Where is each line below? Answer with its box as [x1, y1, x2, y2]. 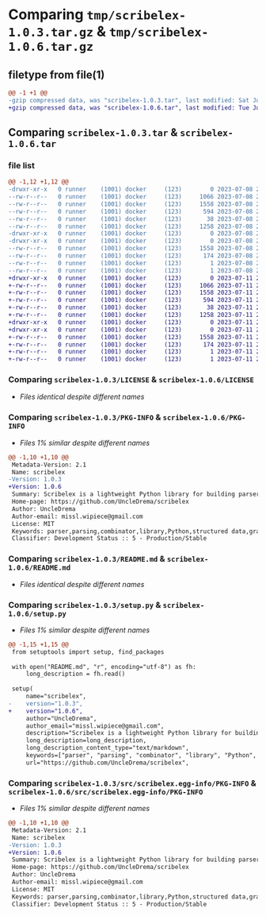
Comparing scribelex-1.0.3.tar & [8, 126, 178, 140]
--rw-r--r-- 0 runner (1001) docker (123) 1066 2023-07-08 [8, 193, 253, 201]
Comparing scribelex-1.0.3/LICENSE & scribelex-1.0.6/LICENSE [8, 374, 255, 385]
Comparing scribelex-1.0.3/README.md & [8, 554, 165, 565]
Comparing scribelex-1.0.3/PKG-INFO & [8, 412, 161, 423]
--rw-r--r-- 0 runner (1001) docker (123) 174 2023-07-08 [8, 252, 253, 260]
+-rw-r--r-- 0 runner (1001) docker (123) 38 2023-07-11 [8, 303, 253, 311]
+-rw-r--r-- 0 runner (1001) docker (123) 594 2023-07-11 [8, 296, 253, 304]
